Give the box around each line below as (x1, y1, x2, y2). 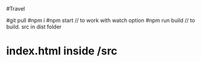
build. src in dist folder (6, 23, 62, 30)
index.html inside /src (6, 45, 117, 58)
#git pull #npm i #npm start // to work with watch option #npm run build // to (6, 17, 196, 23)
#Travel (6, 5, 25, 12)
